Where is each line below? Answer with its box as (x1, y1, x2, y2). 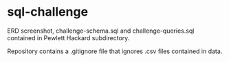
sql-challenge (7, 4, 88, 20)
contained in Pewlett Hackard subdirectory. (7, 33, 130, 42)
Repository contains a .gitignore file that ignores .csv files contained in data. (7, 47, 223, 55)
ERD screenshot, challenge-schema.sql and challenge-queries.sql (7, 27, 195, 35)
